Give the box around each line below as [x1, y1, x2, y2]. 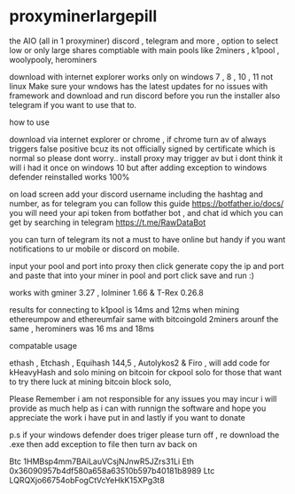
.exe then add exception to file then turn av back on [9, 438, 198, 449]
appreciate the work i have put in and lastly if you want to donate [9, 412, 246, 422]
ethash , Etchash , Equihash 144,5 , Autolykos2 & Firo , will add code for [9, 357, 270, 368]
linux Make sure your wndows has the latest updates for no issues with [9, 81, 268, 91]
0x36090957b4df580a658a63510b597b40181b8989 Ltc [9, 465, 215, 475]
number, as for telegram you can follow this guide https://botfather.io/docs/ [9, 197, 284, 209]
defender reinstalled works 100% [9, 171, 130, 182]
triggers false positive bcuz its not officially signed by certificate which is [9, 143, 276, 154]
